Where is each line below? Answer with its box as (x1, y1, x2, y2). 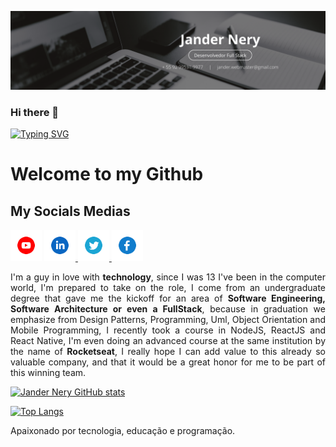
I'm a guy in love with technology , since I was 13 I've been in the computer (10, 271, 326, 283)
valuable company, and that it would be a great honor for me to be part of (10, 356, 326, 368)
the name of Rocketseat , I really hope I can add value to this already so (10, 346, 326, 358)
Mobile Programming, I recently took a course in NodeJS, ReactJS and (10, 324, 326, 336)
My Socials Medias (10, 202, 131, 220)
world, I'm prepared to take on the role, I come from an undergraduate (10, 282, 326, 294)
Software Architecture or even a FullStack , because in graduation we (10, 303, 326, 315)
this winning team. (10, 367, 87, 379)
